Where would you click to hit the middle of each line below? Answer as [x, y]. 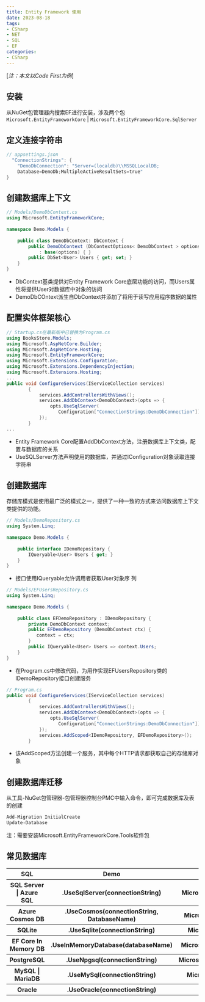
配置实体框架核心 [38, 318]
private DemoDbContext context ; [70, 624]
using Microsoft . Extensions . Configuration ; [63, 361]
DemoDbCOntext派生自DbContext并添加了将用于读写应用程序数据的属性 [106, 297]
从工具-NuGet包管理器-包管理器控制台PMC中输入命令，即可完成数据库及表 [100, 798]
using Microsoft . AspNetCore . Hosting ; [54, 349]
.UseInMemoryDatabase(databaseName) [112, 945]
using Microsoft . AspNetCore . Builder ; [54, 344]
